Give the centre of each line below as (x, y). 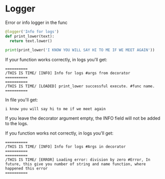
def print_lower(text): (30, 36)
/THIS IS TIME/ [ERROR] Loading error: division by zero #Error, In (78, 160)
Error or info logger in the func (36, 22)
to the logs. (17, 124)
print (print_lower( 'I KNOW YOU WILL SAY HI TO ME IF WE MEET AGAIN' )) (80, 50)
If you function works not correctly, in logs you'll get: (59, 133)
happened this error (27, 169)
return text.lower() (31, 41)
